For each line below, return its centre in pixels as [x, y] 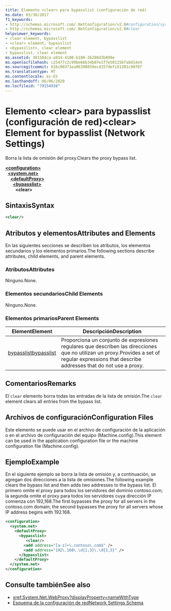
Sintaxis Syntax [30, 205]
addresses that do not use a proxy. [102, 365]
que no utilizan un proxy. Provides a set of [110, 353]
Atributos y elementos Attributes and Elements [80, 233]
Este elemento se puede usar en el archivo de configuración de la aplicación [85, 430]
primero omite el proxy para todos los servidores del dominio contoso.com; [84, 491]
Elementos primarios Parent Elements [52, 318]
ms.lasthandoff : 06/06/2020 [35, 81]
